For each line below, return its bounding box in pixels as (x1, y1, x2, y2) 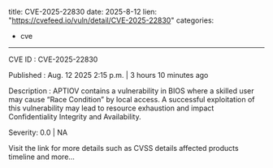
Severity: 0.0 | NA (8, 127, 67, 137)
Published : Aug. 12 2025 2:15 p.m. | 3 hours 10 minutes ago (8, 71, 209, 80)
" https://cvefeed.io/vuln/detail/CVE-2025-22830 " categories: (8, 15, 214, 25)
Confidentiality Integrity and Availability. (8, 112, 141, 121)
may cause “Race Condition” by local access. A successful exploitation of (8, 95, 255, 104)
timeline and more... (8, 152, 76, 162)
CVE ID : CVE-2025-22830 (8, 54, 98, 64)
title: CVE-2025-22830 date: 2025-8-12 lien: (8, 7, 157, 16)
